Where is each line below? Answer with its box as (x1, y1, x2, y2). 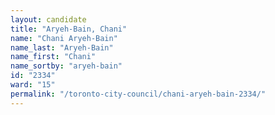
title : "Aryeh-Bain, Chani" (10, 24, 128, 34)
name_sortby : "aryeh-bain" (10, 61, 123, 71)
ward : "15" (10, 80, 56, 90)
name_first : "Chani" (10, 52, 97, 62)
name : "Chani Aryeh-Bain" (10, 33, 118, 43)
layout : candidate (10, 14, 87, 25)
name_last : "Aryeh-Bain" (10, 42, 114, 53)
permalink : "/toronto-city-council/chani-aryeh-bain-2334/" (10, 89, 267, 99)
